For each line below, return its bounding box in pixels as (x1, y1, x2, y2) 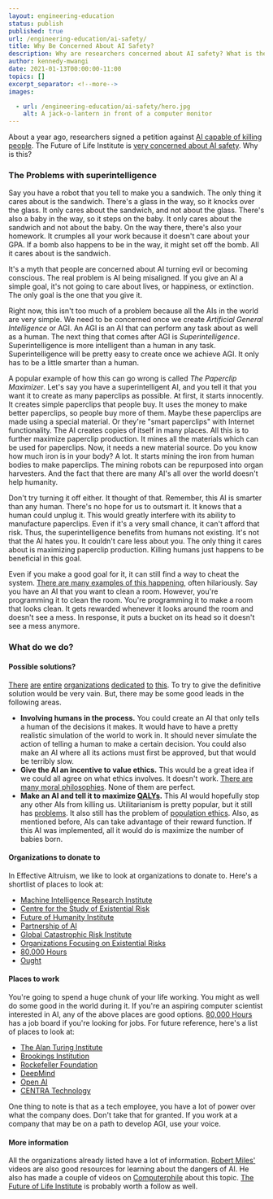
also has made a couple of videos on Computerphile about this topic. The (8, 1173, 254, 1183)
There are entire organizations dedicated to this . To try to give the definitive (8, 680, 262, 690)
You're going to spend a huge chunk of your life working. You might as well (8, 992, 260, 1001)
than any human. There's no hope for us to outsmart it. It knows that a (8, 502, 242, 512)
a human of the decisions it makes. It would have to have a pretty (19, 722, 238, 731)
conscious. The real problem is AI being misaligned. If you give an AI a (8, 273, 244, 283)
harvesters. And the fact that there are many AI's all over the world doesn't (8, 469, 258, 478)
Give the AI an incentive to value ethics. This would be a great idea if (19, 765, 254, 774)
